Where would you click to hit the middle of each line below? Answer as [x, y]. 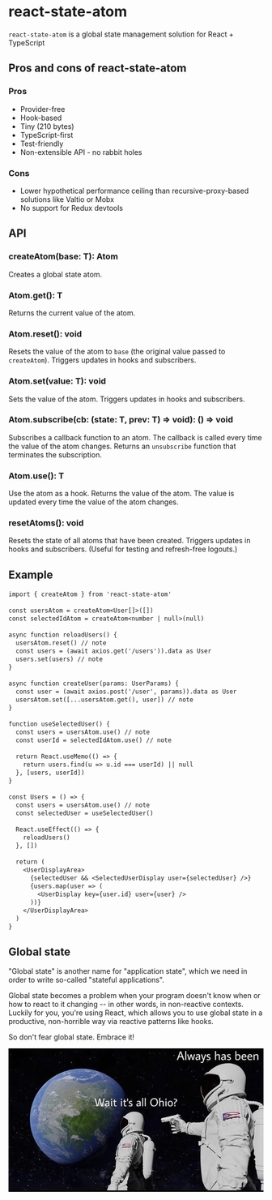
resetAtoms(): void [46, 523]
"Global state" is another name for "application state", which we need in [128, 971]
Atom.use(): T [36, 475]
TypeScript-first [47, 135]
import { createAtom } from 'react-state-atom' [90, 594]
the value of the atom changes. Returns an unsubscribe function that [122, 446]
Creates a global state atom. [55, 274]
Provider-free [42, 109]
